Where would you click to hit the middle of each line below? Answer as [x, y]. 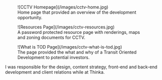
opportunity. [30, 17]
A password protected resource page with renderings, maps [79, 32]
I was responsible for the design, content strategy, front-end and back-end [81, 67]
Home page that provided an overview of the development [77, 12]
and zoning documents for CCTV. [51, 37]
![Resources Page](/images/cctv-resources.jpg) [66, 27]
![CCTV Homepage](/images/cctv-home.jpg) [63, 7]
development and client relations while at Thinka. [55, 72]
